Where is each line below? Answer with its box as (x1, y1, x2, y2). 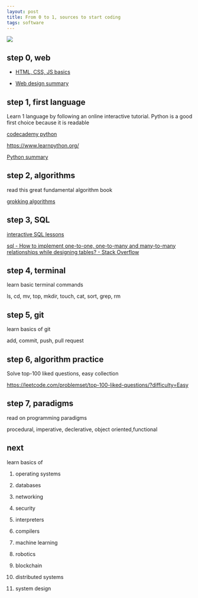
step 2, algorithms (7, 171, 76, 181)
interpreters (15, 516, 44, 523)
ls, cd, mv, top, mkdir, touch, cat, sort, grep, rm (7, 292, 121, 300)
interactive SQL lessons (7, 230, 64, 237)
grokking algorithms (7, 198, 56, 205)
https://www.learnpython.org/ (7, 142, 79, 149)
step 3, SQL (7, 215, 50, 225)
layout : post (7, 8, 39, 15)
